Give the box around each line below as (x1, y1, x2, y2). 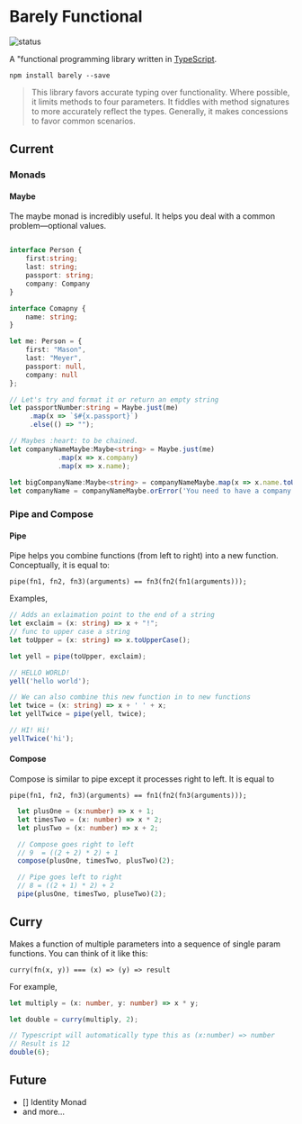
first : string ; (25, 254, 78, 263)
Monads (9, 168, 47, 181)
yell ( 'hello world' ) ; (9, 676, 91, 685)
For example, (9, 981, 58, 992)
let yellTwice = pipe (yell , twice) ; (9, 710, 147, 719)
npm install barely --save (9, 70, 111, 80)
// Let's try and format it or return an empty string (9, 394, 219, 404)
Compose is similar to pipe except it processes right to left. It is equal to (9, 774, 275, 784)
